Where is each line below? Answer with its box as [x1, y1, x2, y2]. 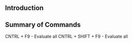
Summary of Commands [5, 21, 81, 29]
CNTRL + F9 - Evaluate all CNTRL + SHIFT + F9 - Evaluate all [5, 34, 128, 40]
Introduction [5, 4, 44, 12]
